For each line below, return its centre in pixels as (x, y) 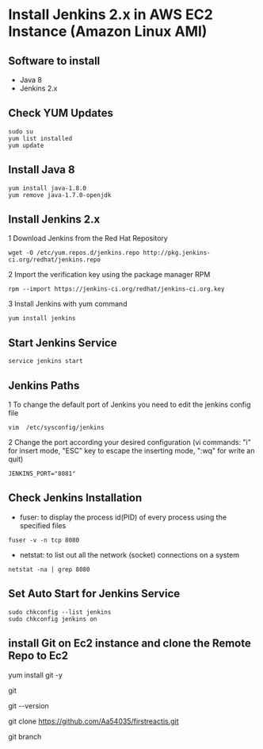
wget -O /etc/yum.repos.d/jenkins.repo (74, 253)
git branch (25, 736)
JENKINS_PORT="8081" (42, 474)
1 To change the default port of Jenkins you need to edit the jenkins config (130, 405)
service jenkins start (46, 361)
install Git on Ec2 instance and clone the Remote (130, 644)
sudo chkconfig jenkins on (53, 619)
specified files (43, 525)
